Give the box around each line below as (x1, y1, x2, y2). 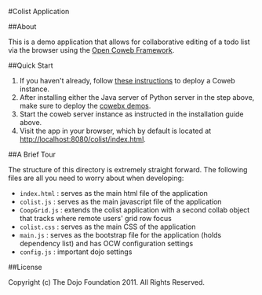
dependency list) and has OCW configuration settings (19, 239, 194, 248)
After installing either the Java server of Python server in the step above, (19, 93, 255, 101)
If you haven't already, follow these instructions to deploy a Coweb (19, 76, 235, 85)
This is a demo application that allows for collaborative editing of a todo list (8, 37, 250, 46)
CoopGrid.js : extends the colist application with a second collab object (19, 205, 250, 215)
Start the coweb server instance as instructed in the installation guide (19, 109, 245, 119)
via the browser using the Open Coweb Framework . (8, 46, 175, 54)
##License (8, 263, 43, 271)
